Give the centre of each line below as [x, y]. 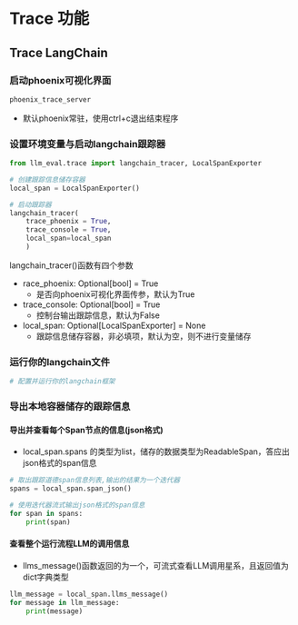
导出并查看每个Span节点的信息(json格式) [86, 430]
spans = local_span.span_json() [70, 489]
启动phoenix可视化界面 [60, 80]
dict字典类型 [46, 577]
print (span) [48, 522]
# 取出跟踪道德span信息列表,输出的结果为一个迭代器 [94, 481]
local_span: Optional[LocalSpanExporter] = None [114, 325]
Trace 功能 [50, 19]
